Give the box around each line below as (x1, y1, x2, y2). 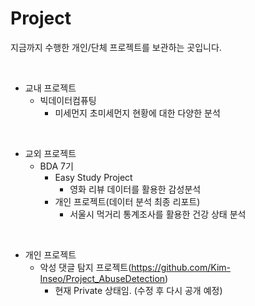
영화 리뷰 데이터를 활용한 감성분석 (69, 183, 202, 195)
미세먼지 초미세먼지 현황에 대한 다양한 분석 (54, 107, 221, 119)
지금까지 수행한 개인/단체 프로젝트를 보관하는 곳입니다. (10, 41, 222, 53)
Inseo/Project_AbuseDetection (39, 272, 166, 284)
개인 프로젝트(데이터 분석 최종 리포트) (54, 195, 201, 207)
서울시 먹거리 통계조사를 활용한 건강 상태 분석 (69, 208, 247, 220)
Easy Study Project (54, 171, 133, 183)
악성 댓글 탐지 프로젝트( (39, 261, 132, 273)
